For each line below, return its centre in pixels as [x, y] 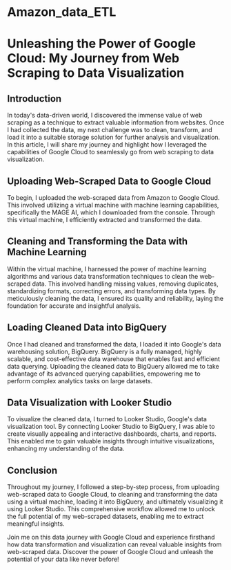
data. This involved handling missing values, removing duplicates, [125, 284]
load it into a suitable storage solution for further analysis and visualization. [114, 137]
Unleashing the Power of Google [102, 44]
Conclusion [32, 470]
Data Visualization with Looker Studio [90, 403]
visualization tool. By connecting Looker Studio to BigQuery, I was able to [111, 427]
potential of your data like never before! [63, 559]
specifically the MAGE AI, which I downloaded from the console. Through [111, 212]
